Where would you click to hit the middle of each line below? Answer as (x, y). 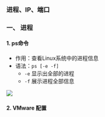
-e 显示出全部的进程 (49, 74)
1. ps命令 (18, 43)
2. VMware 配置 (27, 108)
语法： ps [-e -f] (37, 66)
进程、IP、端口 (28, 9)
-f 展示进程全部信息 (49, 81)
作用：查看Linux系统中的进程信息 (57, 58)
